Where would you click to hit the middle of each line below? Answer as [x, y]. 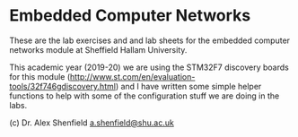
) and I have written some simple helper [188, 86]
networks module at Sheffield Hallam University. [98, 49]
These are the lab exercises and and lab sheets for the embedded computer [149, 40]
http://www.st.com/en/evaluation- [133, 76]
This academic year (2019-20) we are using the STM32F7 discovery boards [149, 67]
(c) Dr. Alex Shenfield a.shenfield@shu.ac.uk [92, 123]
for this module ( [40, 76]
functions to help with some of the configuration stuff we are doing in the [145, 96]
